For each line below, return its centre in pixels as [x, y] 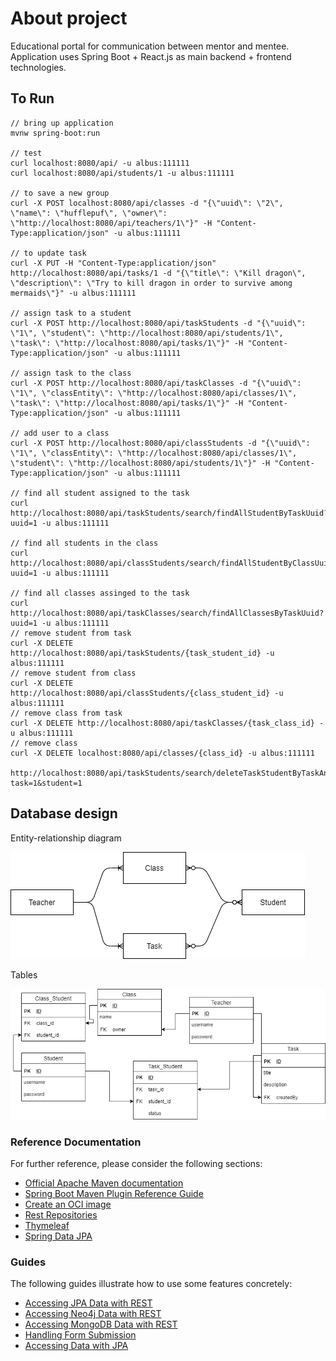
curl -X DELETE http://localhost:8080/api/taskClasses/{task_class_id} [162, 723]
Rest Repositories [61, 1215]
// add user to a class [60, 433]
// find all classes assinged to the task [100, 593]
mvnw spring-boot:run [55, 133]
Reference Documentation [76, 1142]
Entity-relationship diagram [66, 838]
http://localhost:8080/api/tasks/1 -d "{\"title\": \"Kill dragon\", [158, 273]
